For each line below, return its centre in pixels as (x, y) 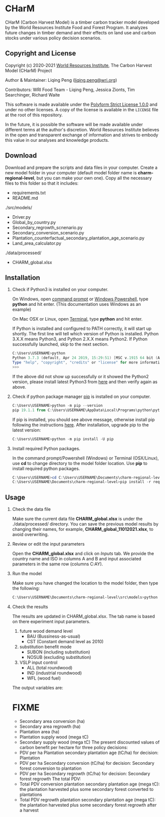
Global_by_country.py (34, 222)
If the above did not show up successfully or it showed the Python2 (80, 376)
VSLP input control (39, 662)
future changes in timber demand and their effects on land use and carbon (81, 33)
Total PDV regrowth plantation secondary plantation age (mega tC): (87, 800)
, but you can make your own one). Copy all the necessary (93, 178)
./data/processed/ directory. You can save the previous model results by (85, 524)
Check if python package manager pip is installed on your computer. (82, 396)
